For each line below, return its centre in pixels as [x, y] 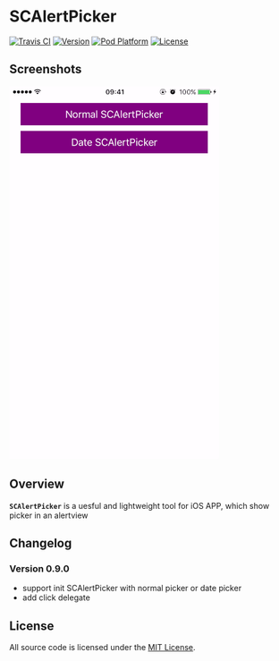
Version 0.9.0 [39, 568]
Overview [37, 484]
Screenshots [46, 69]
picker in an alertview [49, 515]
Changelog [41, 543]
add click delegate [56, 597]
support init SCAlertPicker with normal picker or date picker [132, 589]
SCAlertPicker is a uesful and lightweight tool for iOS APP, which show [139, 505]
